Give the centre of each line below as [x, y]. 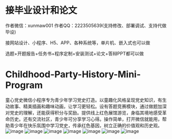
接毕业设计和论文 [41, 10]
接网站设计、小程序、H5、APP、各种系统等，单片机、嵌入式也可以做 [78, 43]
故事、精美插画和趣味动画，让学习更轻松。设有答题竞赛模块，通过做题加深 [88, 106]
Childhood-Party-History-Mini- [73, 75]
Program [24, 85]
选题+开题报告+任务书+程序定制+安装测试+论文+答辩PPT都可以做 [75, 53]
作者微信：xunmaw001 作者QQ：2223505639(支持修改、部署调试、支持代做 [86, 25]
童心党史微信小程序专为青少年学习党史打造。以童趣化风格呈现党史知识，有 [84, 100]
